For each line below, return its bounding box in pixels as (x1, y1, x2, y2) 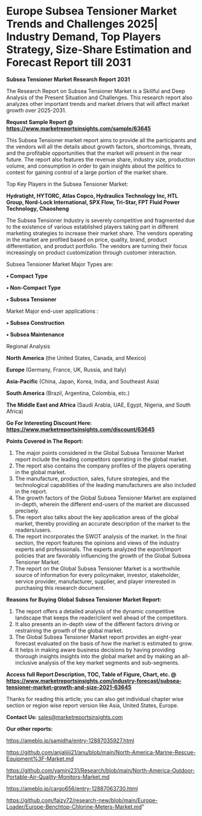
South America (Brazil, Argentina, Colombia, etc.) (6, 389, 130, 397)
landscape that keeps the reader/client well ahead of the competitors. (14, 614, 188, 621)
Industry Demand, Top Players (6, 30, 162, 44)
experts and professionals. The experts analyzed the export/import (14, 546, 181, 553)
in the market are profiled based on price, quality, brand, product (6, 236, 168, 243)
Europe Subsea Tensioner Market (6, 4, 177, 18)
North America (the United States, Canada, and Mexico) (6, 354, 147, 361)
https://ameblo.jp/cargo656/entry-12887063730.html (6, 785, 138, 792)
